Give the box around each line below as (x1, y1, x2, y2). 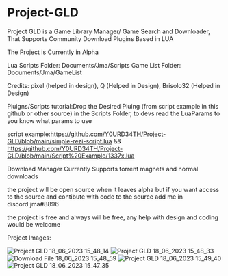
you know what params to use (7, 116, 92, 124)
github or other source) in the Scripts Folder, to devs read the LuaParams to (7, 109, 220, 118)
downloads (7, 172, 39, 180)
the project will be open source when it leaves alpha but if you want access (7, 185, 220, 193)
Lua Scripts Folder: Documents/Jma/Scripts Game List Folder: (7, 61, 181, 69)
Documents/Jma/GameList (7, 68, 82, 77)
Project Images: (7, 234, 51, 242)
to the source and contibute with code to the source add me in (7, 193, 183, 201)
